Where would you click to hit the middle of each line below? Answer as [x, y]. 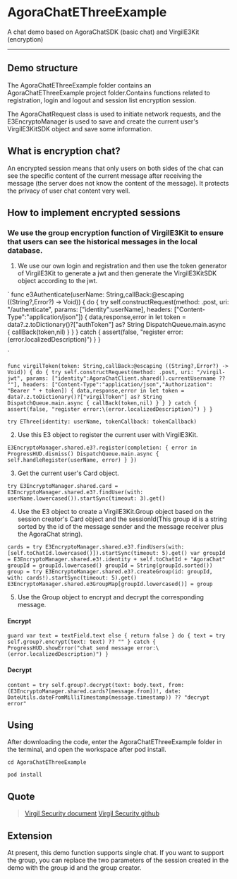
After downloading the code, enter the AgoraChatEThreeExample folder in [115, 742]
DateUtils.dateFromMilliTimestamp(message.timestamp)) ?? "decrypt [109, 697]
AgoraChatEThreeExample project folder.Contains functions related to [109, 92]
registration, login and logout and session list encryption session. [102, 100]
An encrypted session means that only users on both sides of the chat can [115, 168]
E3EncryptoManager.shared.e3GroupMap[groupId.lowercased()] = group [110, 584]
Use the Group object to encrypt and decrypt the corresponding [111, 597]
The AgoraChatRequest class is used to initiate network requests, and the [114, 114]
